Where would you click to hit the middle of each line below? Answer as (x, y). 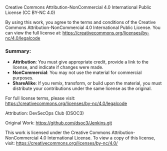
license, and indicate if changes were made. (58, 67)
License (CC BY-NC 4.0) (30, 12)
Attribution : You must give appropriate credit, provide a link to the (80, 62)
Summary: (18, 51)
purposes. (23, 78)
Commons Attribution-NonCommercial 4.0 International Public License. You (83, 27)
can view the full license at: (33, 33)
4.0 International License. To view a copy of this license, (97, 138)
